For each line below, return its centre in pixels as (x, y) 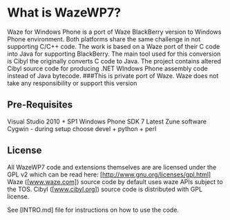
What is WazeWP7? (64, 13)
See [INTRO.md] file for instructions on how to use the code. (93, 210)
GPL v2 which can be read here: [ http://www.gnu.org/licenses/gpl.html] (109, 174)
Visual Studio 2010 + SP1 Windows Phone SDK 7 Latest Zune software (107, 121)
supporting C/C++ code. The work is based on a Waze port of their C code (114, 46)
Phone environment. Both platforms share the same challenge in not (104, 39)
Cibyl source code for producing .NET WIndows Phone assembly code (108, 68)
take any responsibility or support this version (72, 83)
